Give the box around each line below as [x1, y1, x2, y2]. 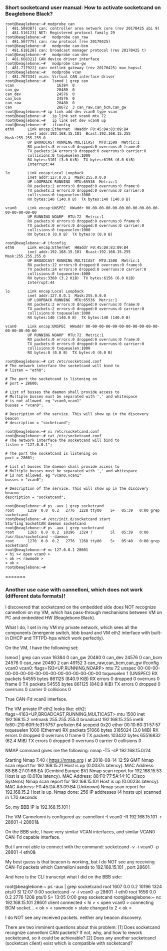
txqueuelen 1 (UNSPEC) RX [102, 670, 158, 676]
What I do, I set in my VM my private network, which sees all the [5, 624, 137, 630]
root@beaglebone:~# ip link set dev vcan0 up [5, 118, 106, 123]
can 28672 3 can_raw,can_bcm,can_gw [5, 105, 126, 110]
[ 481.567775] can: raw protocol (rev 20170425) [5, 39, 111, 44]
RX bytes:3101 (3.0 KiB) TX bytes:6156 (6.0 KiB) [27, 157, 135, 163]
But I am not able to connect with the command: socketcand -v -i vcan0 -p [5, 843, 159, 850]
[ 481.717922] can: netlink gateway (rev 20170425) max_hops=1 [5, 66, 142, 71]
